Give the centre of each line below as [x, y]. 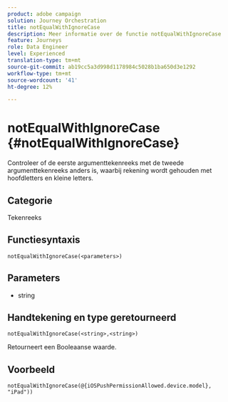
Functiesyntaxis [44, 240]
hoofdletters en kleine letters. [51, 178]
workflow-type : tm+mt [40, 73]
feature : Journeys [35, 41]
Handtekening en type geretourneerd [92, 318]
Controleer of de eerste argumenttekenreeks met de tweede [96, 163]
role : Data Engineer [38, 47]
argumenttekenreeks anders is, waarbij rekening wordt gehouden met [110, 171]
